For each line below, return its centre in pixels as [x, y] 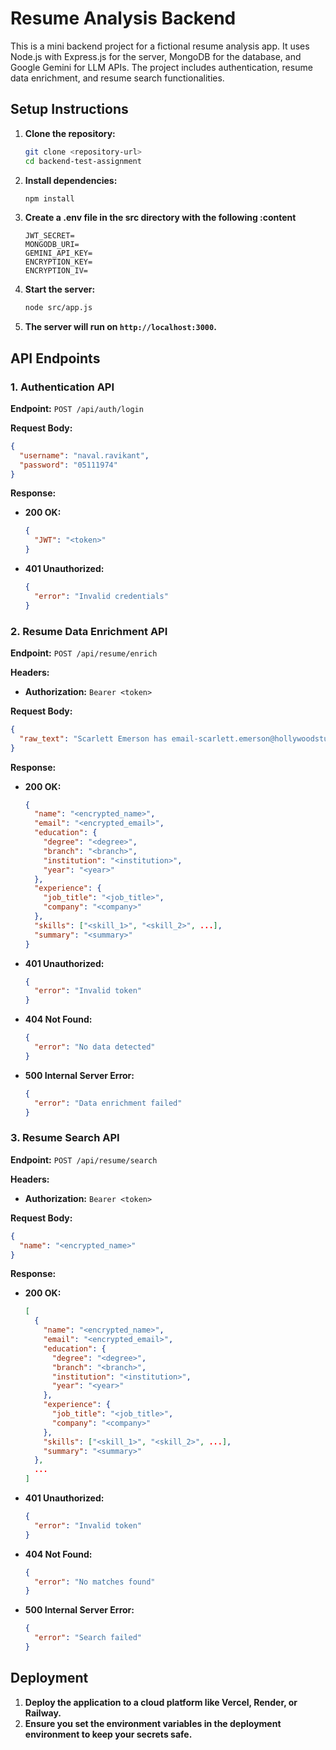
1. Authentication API [62, 387]
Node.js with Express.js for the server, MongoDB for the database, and [156, 56]
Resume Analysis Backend [123, 18]
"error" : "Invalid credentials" [101, 596]
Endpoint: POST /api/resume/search [84, 1159]
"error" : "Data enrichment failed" [108, 1103]
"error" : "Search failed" [88, 1638]
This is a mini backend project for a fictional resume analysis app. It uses [160, 46]
